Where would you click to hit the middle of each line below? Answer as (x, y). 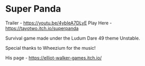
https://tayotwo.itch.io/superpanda (42, 28)
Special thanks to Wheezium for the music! (50, 48)
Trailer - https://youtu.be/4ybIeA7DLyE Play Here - (59, 23)
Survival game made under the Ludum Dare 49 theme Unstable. (73, 38)
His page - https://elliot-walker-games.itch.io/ (54, 58)
